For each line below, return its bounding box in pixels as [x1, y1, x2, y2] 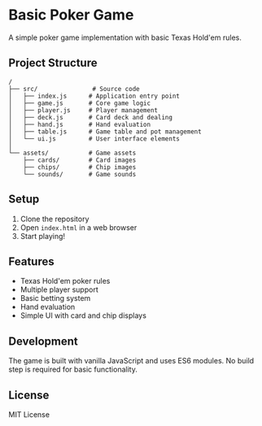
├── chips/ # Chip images [23, 163, 137, 172]
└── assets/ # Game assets [8, 149, 137, 157]
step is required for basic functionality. [8, 364, 138, 375]
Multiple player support [20, 285, 99, 294]
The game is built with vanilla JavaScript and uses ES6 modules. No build [8, 356, 255, 366]
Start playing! [20, 231, 66, 241]
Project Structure [8, 56, 98, 70]
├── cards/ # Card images [23, 156, 137, 164]
